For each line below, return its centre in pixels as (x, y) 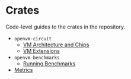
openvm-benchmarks (37, 58)
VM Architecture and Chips (56, 45)
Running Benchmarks (49, 64)
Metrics (23, 69)
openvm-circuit (33, 39)
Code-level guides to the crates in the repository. (65, 27)
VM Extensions (41, 50)
